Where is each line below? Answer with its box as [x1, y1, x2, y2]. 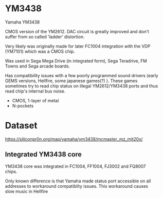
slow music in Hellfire [5, 188, 48, 194]
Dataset [5, 120, 37, 131]
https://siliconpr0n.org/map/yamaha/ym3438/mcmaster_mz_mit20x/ [5, 136, 143, 142]
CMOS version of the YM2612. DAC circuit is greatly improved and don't [5, 28, 149, 34]
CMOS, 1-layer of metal [12, 97, 59, 103]
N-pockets [12, 103, 34, 109]
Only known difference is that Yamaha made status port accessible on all [5, 178, 151, 184]
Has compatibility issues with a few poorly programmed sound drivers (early [5, 72, 159, 78]
